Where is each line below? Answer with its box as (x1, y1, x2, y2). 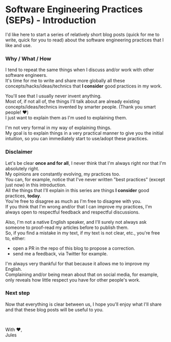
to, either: (5, 235, 26, 241)
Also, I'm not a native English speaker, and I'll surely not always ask (5, 219, 147, 225)
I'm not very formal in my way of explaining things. (5, 124, 112, 131)
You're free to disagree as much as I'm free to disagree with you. (5, 198, 142, 204)
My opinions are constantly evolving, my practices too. (5, 170, 120, 177)
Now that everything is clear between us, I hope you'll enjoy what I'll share (5, 301, 162, 307)
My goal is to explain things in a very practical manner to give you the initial (5, 130, 164, 136)
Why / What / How (5, 55, 52, 62)
